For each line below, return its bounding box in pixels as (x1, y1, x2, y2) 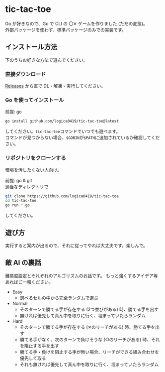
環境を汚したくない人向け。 (5, 167, 62, 173)
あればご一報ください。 (5, 279, 53, 285)
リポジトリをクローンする (5, 154, 66, 161)
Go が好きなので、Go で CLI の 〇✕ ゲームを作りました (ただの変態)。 (5, 20, 148, 26)
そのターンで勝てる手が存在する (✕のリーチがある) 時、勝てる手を (19, 324, 156, 330)
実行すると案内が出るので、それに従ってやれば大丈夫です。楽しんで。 (5, 243, 148, 248)
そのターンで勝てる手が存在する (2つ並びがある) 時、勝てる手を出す (19, 306, 159, 312)
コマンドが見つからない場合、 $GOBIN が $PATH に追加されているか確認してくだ (5, 134, 160, 140)
